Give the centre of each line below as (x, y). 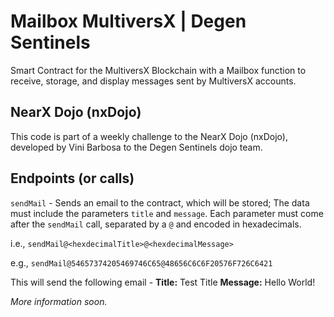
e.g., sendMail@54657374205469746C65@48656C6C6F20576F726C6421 (141, 262)
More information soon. (59, 301)
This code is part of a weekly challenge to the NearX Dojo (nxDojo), (149, 136)
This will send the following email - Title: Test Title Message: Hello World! (163, 282)
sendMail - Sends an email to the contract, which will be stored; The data (160, 202)
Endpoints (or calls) (72, 178)
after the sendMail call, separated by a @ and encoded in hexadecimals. (156, 224)
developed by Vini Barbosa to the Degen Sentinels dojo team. (136, 147)
